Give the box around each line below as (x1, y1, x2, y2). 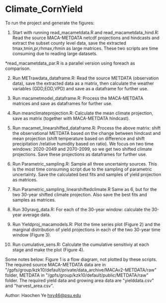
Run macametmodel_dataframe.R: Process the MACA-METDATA (12, 95, 144, 101)
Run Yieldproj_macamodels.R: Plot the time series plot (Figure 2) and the (12, 221, 161, 227)
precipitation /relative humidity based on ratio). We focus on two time (12, 140, 154, 147)
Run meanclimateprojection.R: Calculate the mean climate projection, (12, 110, 154, 116)
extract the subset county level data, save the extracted (12, 40, 126, 46)
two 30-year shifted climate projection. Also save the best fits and (12, 191, 147, 197)
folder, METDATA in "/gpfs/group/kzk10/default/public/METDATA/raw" (5, 272, 149, 278)
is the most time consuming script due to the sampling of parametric (12, 166, 152, 172)
